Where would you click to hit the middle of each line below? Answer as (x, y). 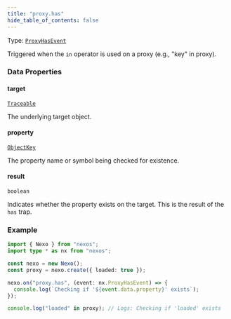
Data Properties (35, 72)
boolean (19, 191)
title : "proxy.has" (36, 14)
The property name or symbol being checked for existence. (93, 160)
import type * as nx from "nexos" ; (59, 251)
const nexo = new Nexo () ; (45, 264)
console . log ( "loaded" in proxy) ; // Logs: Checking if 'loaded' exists (114, 308)
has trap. (20, 212)
